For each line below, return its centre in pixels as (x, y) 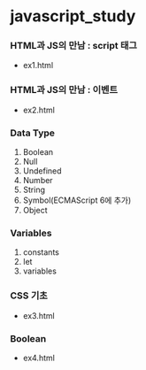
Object (35, 211)
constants (41, 252)
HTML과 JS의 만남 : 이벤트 (64, 90)
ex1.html (38, 66)
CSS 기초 (29, 296)
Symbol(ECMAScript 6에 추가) (77, 200)
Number (38, 181)
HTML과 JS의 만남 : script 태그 (74, 46)
